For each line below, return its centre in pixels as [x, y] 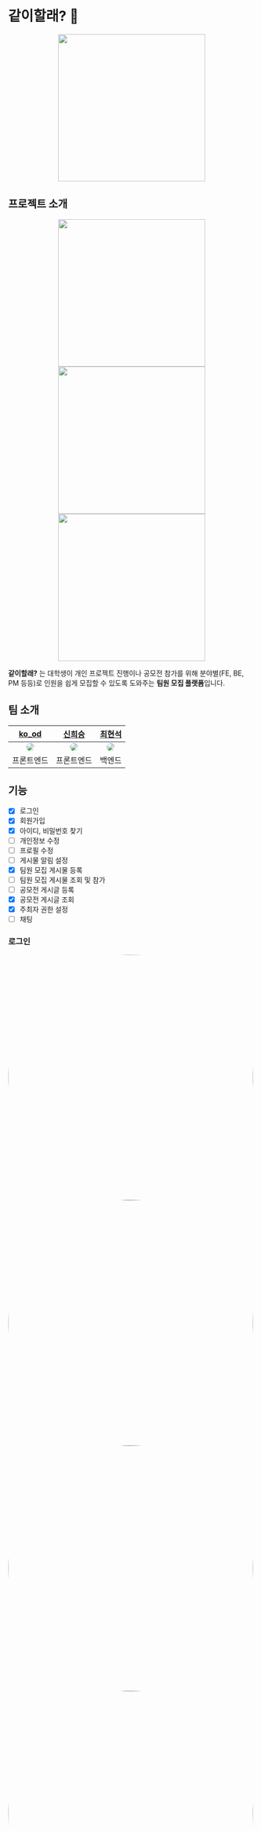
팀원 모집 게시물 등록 [51, 870]
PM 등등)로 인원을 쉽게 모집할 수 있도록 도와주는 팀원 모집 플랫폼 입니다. [117, 683]
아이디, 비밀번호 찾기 [51, 830]
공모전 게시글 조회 [47, 899]
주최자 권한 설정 [43, 909]
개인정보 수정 [40, 840]
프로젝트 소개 [38, 204]
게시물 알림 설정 [43, 860]
